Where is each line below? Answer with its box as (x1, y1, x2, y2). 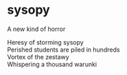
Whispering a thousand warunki (7, 60, 97, 68)
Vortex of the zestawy (7, 52, 70, 61)
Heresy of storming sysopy (7, 38, 84, 46)
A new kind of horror (7, 25, 66, 33)
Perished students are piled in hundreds (7, 45, 120, 54)
